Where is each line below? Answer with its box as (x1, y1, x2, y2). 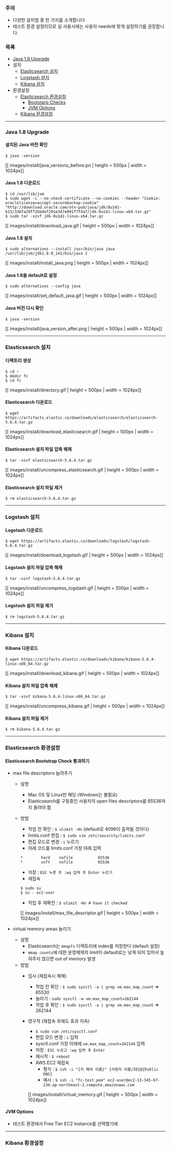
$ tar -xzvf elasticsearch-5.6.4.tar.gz (5, 458, 93, 463)
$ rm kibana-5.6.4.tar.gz (5, 727, 60, 732)
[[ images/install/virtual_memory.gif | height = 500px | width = (27, 1091, 158, 1098)
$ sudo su (20, 886, 42, 891)
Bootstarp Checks (27, 99, 66, 105)
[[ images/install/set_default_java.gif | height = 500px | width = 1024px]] (5, 292, 157, 299)
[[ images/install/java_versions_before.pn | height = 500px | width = (5, 162, 147, 168)
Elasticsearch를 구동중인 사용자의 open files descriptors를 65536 (27, 798, 162, 804)
